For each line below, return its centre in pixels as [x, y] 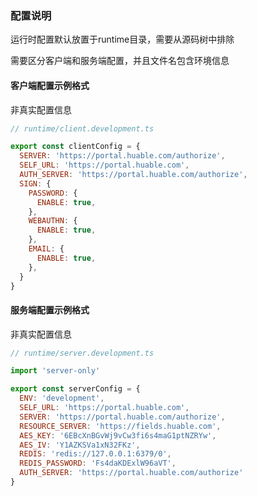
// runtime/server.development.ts [82, 353]
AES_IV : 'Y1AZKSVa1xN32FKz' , [80, 445]
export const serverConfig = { [75, 389]
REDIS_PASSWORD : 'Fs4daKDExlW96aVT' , [98, 463]
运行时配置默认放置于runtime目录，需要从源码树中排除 [122, 39]
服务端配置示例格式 [50, 309]
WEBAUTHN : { [53, 221]
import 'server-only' [55, 371]
